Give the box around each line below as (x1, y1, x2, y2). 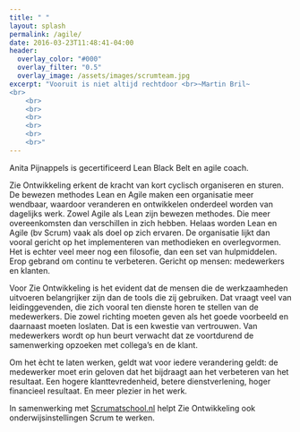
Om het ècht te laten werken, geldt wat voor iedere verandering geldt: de (9, 357, 279, 368)
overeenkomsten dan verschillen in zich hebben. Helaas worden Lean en (9, 217, 278, 228)
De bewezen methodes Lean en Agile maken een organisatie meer (9, 189, 254, 199)
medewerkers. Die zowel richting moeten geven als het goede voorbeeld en (9, 310, 289, 322)
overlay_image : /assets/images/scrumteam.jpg (17, 72, 191, 80)
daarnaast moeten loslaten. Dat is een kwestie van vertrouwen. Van (9, 320, 258, 331)
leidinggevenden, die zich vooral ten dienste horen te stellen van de (9, 301, 260, 312)
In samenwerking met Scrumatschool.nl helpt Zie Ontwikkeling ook (9, 402, 256, 413)
